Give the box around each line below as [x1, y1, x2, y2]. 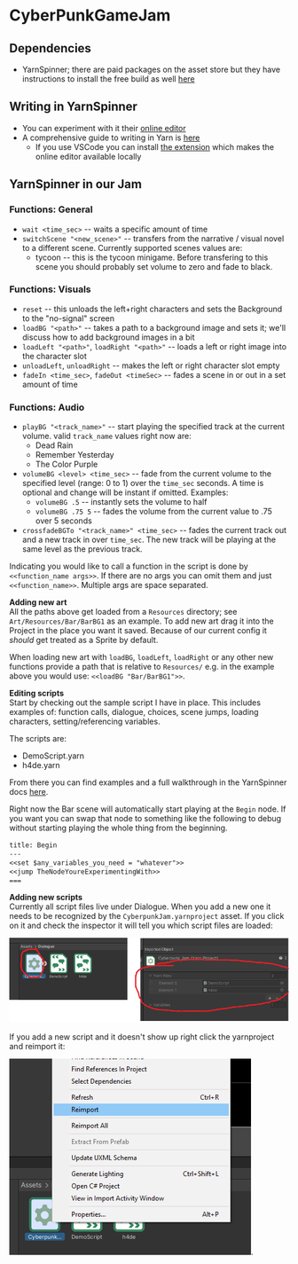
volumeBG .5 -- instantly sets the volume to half [35, 497, 208, 507]
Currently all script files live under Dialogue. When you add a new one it [9, 901, 271, 912]
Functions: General [9, 203, 93, 216]
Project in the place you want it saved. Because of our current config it [9, 625, 268, 636]
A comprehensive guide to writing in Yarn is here [21, 132, 200, 143]
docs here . [9, 787, 49, 797]
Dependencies [9, 41, 91, 56]
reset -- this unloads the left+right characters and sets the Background [21, 303, 283, 314]
